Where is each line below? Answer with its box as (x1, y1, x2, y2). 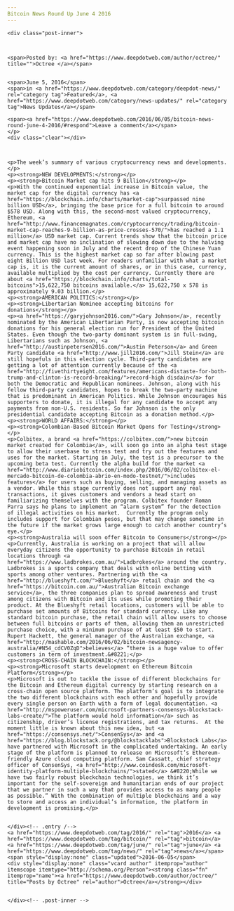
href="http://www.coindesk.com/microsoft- (85, 761, 212, 768)
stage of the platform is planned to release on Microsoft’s (7, 749, 190, 756)
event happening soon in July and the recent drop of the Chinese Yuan (7, 245, 221, 252)
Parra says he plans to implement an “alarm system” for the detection (7, 503, 221, 510)
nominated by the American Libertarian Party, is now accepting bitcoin (7, 318, 224, 325)
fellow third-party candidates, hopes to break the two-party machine (7, 386, 218, 394)
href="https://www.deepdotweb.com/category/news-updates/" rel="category (7, 97, 228, 104)
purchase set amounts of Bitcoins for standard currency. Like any (7, 607, 209, 615)
